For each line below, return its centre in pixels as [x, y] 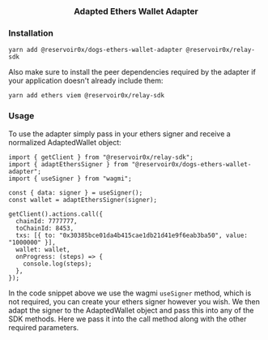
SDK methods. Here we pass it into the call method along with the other [128, 319]
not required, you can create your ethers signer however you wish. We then [134, 301]
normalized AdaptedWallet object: [65, 142]
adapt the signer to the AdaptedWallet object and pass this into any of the [131, 310]
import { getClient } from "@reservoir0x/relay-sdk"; [101, 157]
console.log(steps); [57, 264]
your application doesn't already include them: [86, 81]
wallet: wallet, [43, 249]
